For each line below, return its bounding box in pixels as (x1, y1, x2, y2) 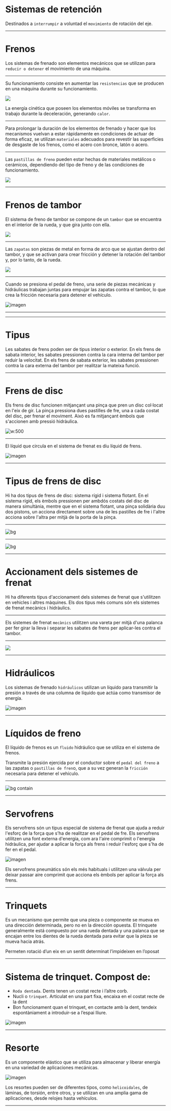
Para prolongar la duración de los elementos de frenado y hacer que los (5, 125, 156, 131)
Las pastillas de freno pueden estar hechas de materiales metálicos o (5, 156, 156, 162)
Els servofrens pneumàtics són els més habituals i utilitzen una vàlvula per (5, 866, 161, 872)
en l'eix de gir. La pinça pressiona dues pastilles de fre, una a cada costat (5, 407, 159, 413)
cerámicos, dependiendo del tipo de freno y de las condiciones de (5, 161, 145, 168)
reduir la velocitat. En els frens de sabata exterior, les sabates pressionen (5, 357, 159, 363)
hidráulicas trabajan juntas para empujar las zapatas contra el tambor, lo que (5, 286, 166, 292)
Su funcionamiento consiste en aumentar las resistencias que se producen (5, 80, 164, 86)
